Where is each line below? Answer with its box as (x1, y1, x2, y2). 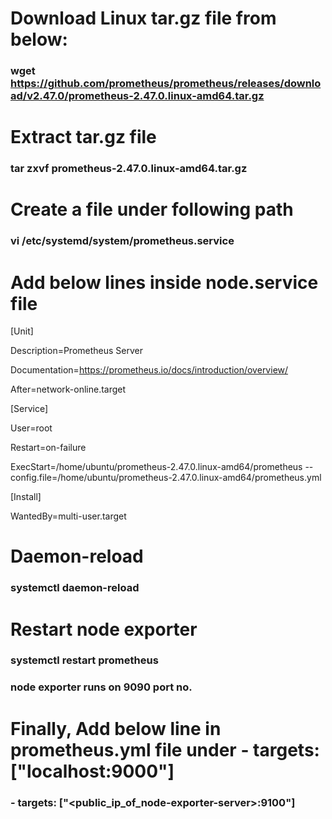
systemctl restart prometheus (10, 653, 159, 667)
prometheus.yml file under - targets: (10, 738, 320, 761)
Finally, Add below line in (10, 717, 222, 740)
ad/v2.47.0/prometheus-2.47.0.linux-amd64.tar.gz (10, 89, 265, 103)
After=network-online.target (10, 383, 127, 396)
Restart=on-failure (10, 442, 87, 454)
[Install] (10, 491, 42, 503)
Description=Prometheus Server (10, 345, 144, 357)
